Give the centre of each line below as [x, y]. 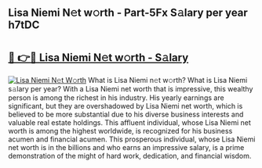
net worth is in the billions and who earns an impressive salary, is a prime [126, 147]
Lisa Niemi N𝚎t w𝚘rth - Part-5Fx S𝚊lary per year [128, 13]
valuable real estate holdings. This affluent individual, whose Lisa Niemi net [129, 123]
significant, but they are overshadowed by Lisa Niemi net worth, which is [126, 106]
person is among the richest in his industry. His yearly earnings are [116, 98]
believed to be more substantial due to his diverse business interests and [126, 114]
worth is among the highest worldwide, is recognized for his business [120, 131]
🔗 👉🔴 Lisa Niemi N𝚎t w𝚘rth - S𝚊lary [98, 57]
